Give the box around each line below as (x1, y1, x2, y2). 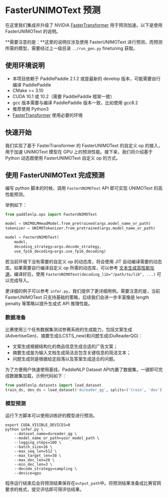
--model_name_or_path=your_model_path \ (14, 435, 99, 440)
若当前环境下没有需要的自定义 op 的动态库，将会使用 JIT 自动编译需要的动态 (5, 258, 162, 264)
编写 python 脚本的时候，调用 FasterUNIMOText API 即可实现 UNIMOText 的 (5, 185, 158, 191)
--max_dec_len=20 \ (14, 457, 55, 462)
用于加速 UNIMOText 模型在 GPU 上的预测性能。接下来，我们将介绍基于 (5, 149, 153, 155)
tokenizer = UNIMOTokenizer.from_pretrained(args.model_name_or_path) (5, 226, 155, 231)
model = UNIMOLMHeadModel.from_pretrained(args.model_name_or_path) (5, 221, 151, 226)
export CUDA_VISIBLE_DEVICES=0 (5, 422, 70, 427)
